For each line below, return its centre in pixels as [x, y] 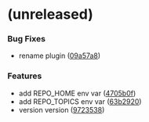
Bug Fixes [27, 39]
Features [25, 76]
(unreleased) [50, 14]
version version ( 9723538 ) [62, 109]
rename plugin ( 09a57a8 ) [60, 56]
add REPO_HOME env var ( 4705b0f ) [77, 93]
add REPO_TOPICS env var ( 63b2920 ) [80, 101]
